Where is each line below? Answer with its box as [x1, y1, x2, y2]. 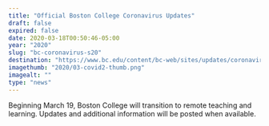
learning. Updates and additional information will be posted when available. [8, 108, 256, 118]
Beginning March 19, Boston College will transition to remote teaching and [8, 100, 252, 110]
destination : [8, 57, 52, 65]
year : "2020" [8, 41, 52, 49]
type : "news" [8, 78, 52, 86]
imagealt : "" [8, 71, 52, 79]
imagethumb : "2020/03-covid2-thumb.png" [8, 64, 146, 72]
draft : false [8, 19, 52, 27]
